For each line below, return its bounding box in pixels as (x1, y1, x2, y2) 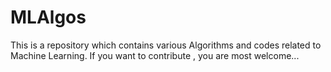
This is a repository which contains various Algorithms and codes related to (10, 39, 322, 51)
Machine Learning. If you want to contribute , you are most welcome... (10, 49, 300, 61)
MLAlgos (10, 6, 87, 29)
